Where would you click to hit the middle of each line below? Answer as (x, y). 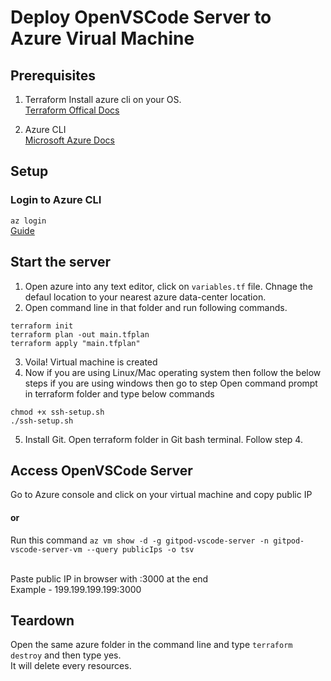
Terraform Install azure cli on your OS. (103, 99)
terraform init (42, 326)
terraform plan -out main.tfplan (80, 334)
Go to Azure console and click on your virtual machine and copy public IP (161, 495)
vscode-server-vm (46, 549)
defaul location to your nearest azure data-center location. (145, 297)
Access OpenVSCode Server (101, 470)
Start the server (61, 262)
